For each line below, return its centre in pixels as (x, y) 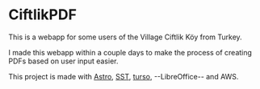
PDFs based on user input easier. (63, 61)
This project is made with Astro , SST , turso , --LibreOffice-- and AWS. (124, 76)
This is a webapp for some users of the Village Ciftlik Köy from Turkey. (125, 37)
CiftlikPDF (42, 15)
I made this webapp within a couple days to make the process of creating (130, 52)
